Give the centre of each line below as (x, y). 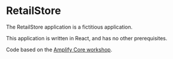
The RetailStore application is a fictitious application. (69, 27)
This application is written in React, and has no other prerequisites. (87, 38)
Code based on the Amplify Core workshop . (59, 49)
